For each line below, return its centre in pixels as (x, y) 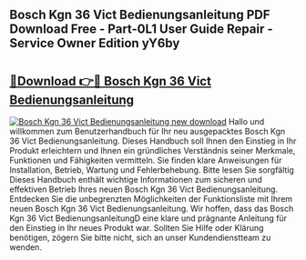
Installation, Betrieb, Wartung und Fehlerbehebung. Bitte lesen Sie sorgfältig (152, 170)
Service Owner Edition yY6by (95, 43)
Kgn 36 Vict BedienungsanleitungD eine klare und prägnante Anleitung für (148, 218)
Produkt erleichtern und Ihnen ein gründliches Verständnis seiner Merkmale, (153, 150)
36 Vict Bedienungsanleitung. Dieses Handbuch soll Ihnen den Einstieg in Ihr (153, 141)
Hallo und (246, 121)
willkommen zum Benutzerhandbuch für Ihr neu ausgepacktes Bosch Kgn (148, 131)
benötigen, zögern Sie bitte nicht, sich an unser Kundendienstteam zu (140, 237)
